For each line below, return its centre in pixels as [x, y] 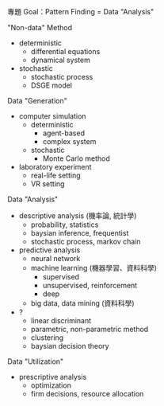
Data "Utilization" [36, 361]
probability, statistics [65, 224]
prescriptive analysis [53, 377]
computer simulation [52, 116]
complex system [69, 141]
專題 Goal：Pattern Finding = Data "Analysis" [81, 12]
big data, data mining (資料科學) [83, 303]
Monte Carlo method [76, 158]
